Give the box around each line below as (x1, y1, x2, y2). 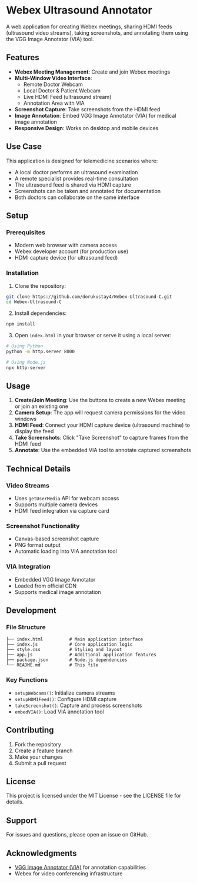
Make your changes (14, 753, 63, 760)
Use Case (6, 142, 42, 152)
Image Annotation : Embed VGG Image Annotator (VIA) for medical (14, 112, 176, 119)
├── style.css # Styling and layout (6, 647, 122, 653)
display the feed (14, 428, 54, 435)
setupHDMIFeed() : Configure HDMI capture (14, 695, 117, 702)
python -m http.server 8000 (6, 348, 75, 355)
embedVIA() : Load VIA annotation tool (14, 708, 104, 715)
